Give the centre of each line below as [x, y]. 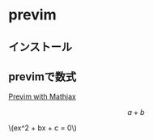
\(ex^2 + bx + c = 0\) [42, 128]
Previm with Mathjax [42, 97]
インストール [40, 47]
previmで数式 [42, 76]
